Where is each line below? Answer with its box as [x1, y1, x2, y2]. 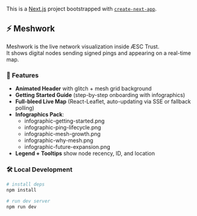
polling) [15, 104, 35, 112]
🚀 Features [6, 71, 39, 79]
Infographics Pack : [15, 111, 64, 118]
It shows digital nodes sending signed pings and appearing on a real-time [6, 49, 191, 57]
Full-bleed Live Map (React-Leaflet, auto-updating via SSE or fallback [15, 98, 191, 106]
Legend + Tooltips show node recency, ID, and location [15, 149, 156, 157]
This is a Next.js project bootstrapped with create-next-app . [6, 5, 157, 12]
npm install [6, 187, 37, 193]
